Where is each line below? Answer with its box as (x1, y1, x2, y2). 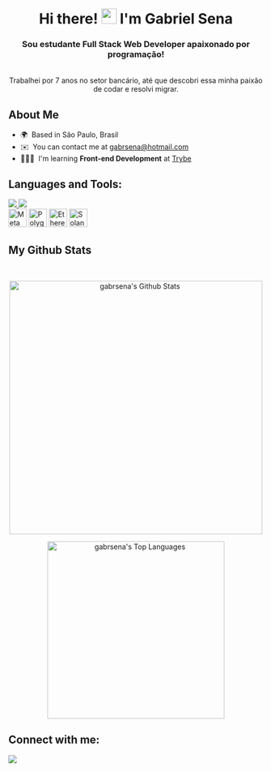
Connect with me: (8, 733, 100, 747)
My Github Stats (8, 243, 91, 257)
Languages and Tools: (8, 177, 123, 191)
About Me (8, 108, 59, 122)
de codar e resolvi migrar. (92, 84, 180, 94)
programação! (107, 49, 165, 60)
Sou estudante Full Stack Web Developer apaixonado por (21, 39, 251, 50)
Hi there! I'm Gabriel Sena (39, 10, 233, 28)
